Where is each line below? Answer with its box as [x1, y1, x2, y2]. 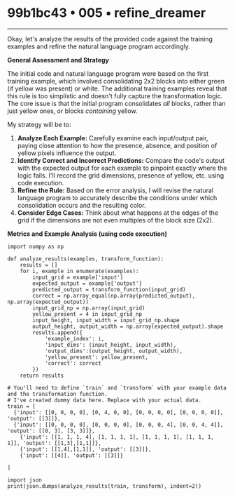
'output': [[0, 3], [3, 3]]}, [7, 427, 96, 435]
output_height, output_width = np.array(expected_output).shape [32, 323, 224, 330]
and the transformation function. [7, 390, 108, 397]
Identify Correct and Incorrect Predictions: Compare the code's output [17, 156, 225, 164]
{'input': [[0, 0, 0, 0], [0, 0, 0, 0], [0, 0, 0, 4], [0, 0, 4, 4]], [13, 421, 224, 428]
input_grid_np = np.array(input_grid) [32, 304, 145, 312]
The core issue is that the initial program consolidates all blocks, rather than [7, 99, 226, 107]
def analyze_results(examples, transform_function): [7, 255, 164, 263]
